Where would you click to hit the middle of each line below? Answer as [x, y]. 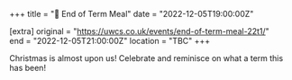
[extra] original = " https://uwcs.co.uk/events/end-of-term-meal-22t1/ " [140, 31]
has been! [28, 68]
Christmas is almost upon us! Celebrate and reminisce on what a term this [146, 58]
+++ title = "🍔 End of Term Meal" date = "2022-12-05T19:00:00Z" [132, 14]
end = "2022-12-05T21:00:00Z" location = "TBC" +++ [110, 41]
